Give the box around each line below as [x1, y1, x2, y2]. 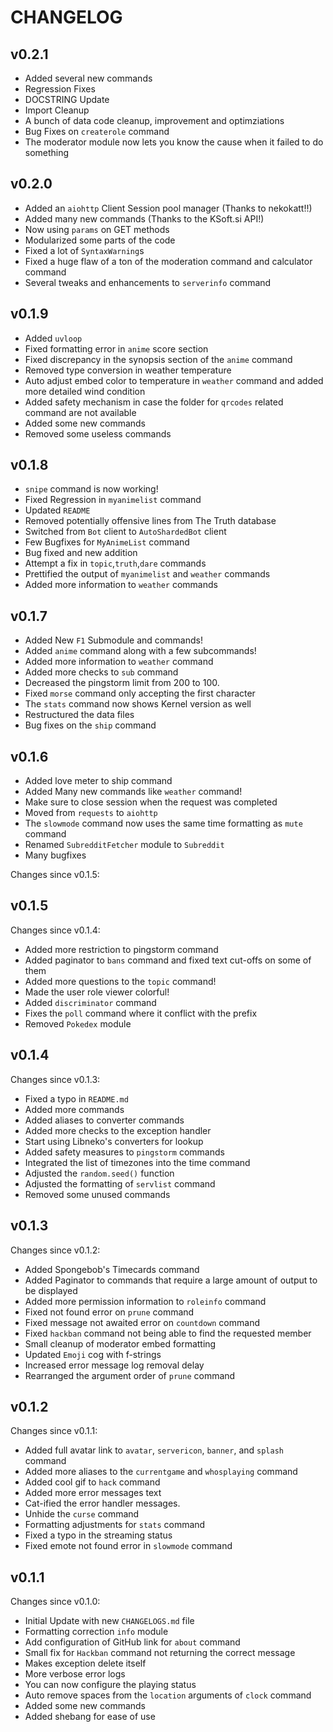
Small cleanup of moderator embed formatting [24, 1337, 217, 1350]
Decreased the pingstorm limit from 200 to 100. [24, 677, 220, 689]
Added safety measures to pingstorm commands [24, 1146, 225, 1158]
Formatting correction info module [24, 1626, 169, 1638]
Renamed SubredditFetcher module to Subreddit [24, 839, 225, 851]
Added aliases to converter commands [24, 1114, 185, 1126]
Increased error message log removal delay [24, 1359, 205, 1371]
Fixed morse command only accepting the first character [24, 687, 256, 700]
